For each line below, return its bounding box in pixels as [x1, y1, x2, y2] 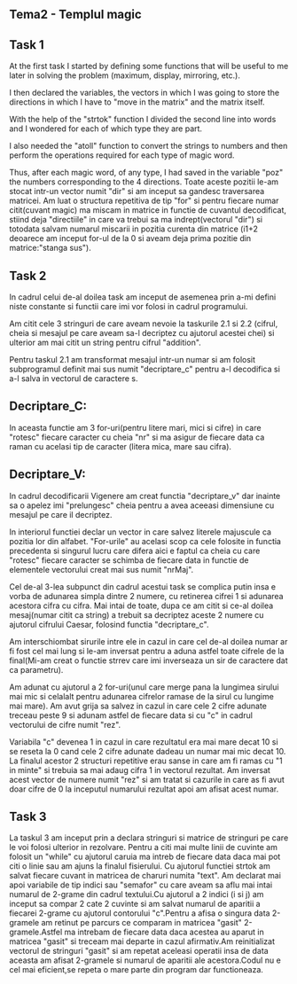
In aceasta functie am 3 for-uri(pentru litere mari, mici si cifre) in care [9, 422, 262, 433]
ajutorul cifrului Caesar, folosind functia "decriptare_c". [9, 619, 209, 629]
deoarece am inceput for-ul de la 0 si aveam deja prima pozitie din [9, 233, 252, 244]
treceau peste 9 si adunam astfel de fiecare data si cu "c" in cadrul [9, 709, 253, 721]
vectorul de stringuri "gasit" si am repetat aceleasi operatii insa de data [9, 946, 269, 957]
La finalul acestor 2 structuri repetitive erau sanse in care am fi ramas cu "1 [9, 755, 283, 766]
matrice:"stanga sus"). [9, 243, 91, 254]
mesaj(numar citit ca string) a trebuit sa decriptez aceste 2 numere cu [9, 609, 264, 620]
